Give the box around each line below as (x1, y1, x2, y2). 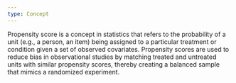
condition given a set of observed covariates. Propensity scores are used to (7, 45, 230, 53)
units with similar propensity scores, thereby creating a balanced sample (7, 60, 220, 68)
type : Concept (7, 10, 50, 18)
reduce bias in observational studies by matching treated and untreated (7, 52, 217, 61)
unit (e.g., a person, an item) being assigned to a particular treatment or (7, 37, 217, 46)
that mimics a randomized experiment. (7, 67, 120, 76)
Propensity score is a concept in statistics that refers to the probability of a (7, 30, 226, 38)
